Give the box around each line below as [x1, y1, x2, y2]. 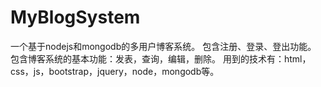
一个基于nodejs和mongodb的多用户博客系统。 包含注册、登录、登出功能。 [10, 40, 317, 52]
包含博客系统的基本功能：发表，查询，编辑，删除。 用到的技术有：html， [10, 52, 312, 65]
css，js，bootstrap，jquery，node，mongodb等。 [10, 65, 220, 77]
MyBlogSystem [10, 6, 141, 29]
